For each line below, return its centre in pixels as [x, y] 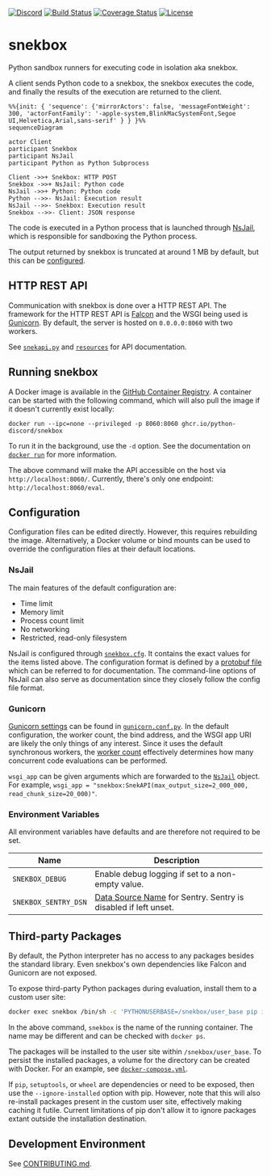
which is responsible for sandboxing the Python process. [103, 236]
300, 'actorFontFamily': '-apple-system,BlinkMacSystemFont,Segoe [122, 113]
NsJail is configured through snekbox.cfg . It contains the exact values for [129, 653]
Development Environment [77, 1144]
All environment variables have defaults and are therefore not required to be [134, 832]
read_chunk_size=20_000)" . [53, 793]
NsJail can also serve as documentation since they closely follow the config [134, 679]
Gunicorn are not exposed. [53, 973]
